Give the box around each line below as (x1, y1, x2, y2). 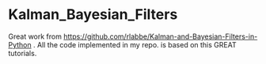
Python (8, 40, 32, 49)
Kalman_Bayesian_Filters (8, 6, 178, 24)
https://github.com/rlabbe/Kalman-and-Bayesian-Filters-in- (63, 32, 258, 41)
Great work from (8, 32, 62, 41)
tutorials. (8, 48, 37, 58)
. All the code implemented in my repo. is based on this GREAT (32, 40, 237, 49)
